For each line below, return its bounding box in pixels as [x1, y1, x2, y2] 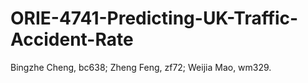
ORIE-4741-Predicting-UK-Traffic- [10, 7, 299, 30]
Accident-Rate [10, 28, 134, 51]
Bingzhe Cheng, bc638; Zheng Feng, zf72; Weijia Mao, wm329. [10, 61, 272, 73]
